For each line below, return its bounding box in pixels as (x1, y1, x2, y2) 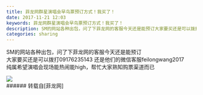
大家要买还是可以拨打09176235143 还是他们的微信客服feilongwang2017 (6, 56, 184, 63)
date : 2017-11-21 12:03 (6, 14, 66, 20)
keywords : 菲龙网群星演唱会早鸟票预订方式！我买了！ (6, 20, 124, 26)
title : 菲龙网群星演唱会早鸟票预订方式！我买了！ (6, 8, 115, 15)
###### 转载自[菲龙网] (6, 82, 64, 90)
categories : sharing (6, 31, 59, 37)
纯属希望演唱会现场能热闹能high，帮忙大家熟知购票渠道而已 (6, 64, 155, 71)
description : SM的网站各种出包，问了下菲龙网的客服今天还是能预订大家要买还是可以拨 (6, 25, 195, 32)
